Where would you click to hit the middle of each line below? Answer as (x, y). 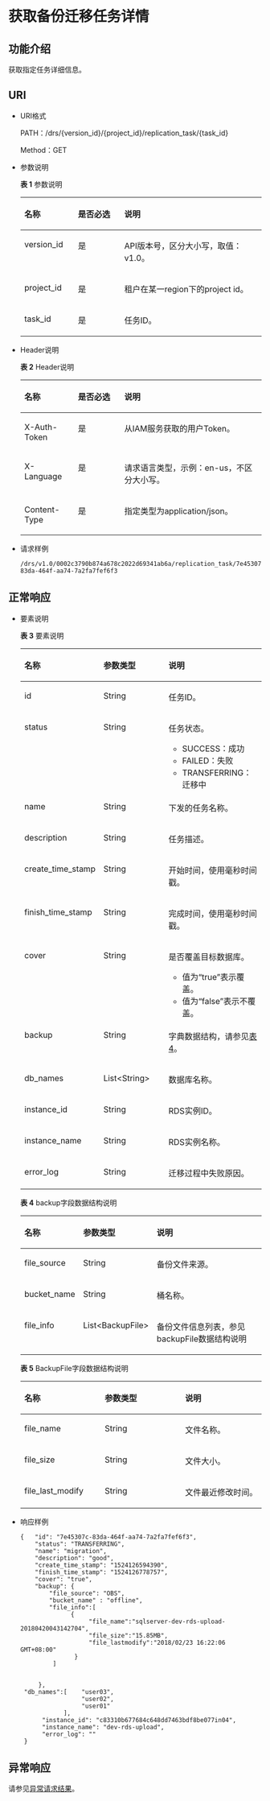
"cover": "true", (63, 1579)
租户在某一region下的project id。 (186, 289)
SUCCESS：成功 (213, 748)
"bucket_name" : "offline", (96, 1600)
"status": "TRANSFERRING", (80, 1544)
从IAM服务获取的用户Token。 (180, 428)
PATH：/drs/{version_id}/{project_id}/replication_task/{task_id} (124, 133)
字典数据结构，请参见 (209, 1036)
